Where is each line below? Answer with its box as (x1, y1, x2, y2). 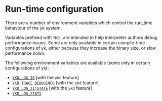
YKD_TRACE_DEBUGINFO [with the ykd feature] (12, 80, 99, 86)
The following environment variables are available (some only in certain (5, 60, 150, 66)
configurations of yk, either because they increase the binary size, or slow (5, 45, 157, 51)
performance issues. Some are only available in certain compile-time (5, 39, 145, 45)
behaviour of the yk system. (5, 25, 62, 31)
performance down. (5, 50, 45, 56)
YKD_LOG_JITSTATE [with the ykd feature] (12, 85, 92, 91)
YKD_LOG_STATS (12, 91, 41, 96)
